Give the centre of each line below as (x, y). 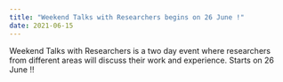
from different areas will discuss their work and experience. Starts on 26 (141, 60)
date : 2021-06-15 (41, 26)
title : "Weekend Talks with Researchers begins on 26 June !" (127, 17)
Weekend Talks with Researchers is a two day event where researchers (140, 50)
